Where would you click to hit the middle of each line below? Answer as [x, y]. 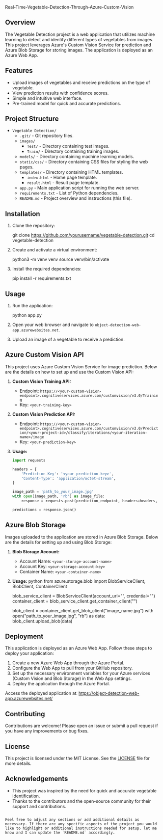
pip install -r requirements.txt [41, 278]
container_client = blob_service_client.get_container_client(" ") [75, 601]
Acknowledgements [37, 779]
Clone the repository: [34, 226]
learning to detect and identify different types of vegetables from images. [79, 39]
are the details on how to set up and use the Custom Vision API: [69, 372]
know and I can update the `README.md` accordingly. [60, 832]
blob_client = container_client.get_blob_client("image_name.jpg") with [83, 610]
